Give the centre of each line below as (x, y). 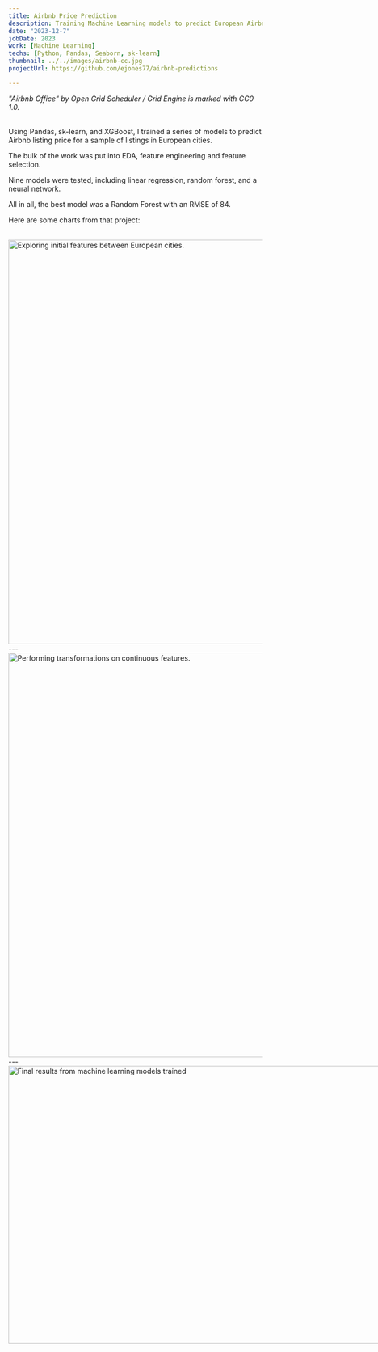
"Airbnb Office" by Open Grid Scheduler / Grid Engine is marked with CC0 (131, 99)
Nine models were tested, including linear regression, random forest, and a (132, 180)
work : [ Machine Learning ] (52, 46)
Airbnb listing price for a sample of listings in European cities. (110, 140)
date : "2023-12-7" (39, 31)
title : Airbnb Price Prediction (63, 16)
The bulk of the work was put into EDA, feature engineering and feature (127, 155)
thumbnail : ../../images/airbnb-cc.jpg (76, 61)
